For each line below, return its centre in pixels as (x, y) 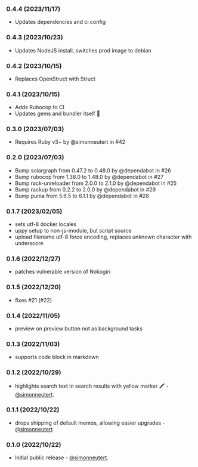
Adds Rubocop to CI (39, 107)
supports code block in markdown (57, 357)
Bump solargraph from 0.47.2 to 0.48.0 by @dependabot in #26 (93, 170)
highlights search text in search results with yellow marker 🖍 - (92, 386)
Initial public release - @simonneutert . (61, 457)
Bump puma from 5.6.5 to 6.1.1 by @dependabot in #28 (82, 196)
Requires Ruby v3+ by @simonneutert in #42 (70, 142)
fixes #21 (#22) (33, 300)
